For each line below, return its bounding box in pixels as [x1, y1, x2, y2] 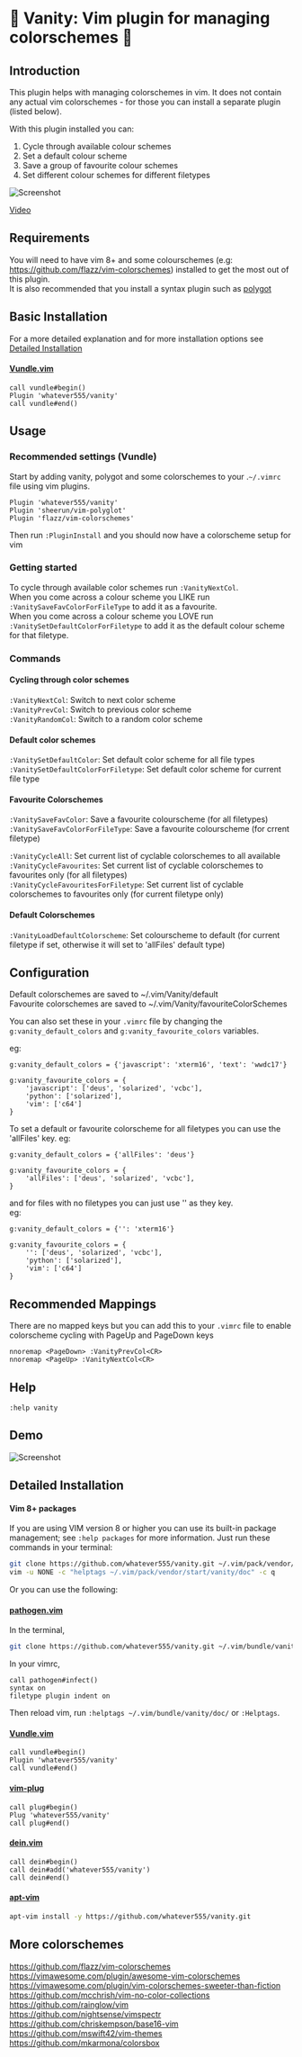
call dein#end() [9, 1872, 70, 1882]
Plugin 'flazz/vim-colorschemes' [9, 513, 135, 523]
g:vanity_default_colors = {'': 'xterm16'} [9, 1224, 175, 1234]
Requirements [9, 230, 90, 246]
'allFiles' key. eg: [9, 1133, 71, 1144]
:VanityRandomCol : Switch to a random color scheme [9, 713, 203, 724]
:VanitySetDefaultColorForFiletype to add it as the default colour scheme [9, 620, 285, 631]
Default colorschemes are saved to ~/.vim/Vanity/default [9, 989, 218, 1000]
